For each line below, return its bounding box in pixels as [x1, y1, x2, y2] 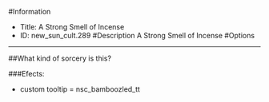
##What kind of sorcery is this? [8, 53, 112, 63]
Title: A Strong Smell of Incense [19, 22, 125, 31]
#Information [8, 7, 51, 16]
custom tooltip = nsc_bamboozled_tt [19, 84, 140, 94]
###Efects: [8, 69, 45, 78]
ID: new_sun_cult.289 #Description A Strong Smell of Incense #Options [19, 31, 255, 40]
